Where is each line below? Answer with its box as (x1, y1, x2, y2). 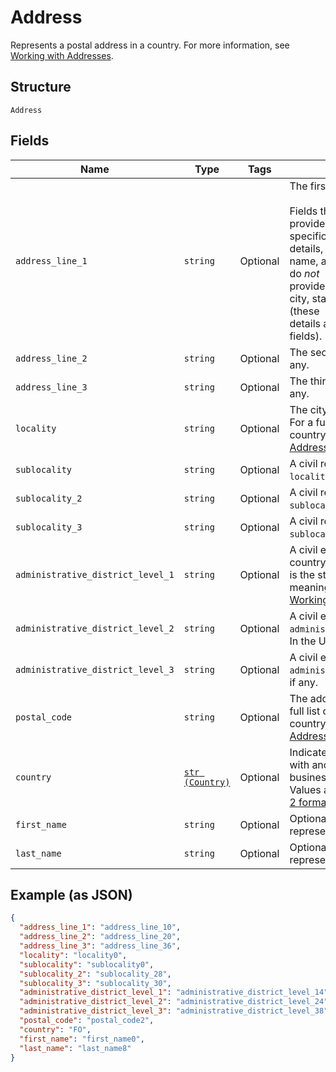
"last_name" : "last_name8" (19, 1043, 132, 1053)
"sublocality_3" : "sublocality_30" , (19, 978, 172, 988)
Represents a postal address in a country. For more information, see (10, 39, 290, 51)
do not (289, 266, 320, 280)
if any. (289, 675, 319, 689)
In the (289, 634, 317, 648)
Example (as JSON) (10, 886, 133, 903)
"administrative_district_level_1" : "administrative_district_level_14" (19, 987, 329, 998)
